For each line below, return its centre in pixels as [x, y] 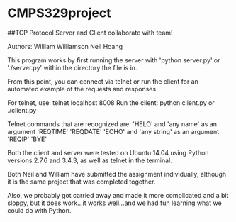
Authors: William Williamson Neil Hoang [65, 46]
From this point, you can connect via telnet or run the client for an [103, 81]
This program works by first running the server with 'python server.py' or [114, 60]
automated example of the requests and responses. [83, 89]
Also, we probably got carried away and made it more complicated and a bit [118, 195]
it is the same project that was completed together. [82, 182]
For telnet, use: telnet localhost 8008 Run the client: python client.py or [111, 102]
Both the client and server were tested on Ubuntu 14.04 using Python [108, 152]
